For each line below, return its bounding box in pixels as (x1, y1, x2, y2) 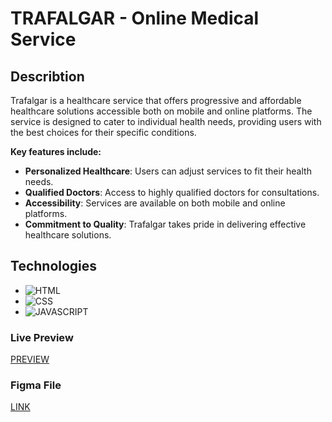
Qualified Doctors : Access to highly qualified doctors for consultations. (24, 187, 320, 198)
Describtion (10, 68, 85, 85)
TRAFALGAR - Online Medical (10, 7, 260, 30)
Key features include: (10, 146, 102, 157)
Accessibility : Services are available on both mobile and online (24, 197, 286, 209)
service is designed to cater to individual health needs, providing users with (10, 116, 322, 127)
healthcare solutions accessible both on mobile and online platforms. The (10, 105, 313, 117)
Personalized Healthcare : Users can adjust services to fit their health (24, 165, 312, 177)
